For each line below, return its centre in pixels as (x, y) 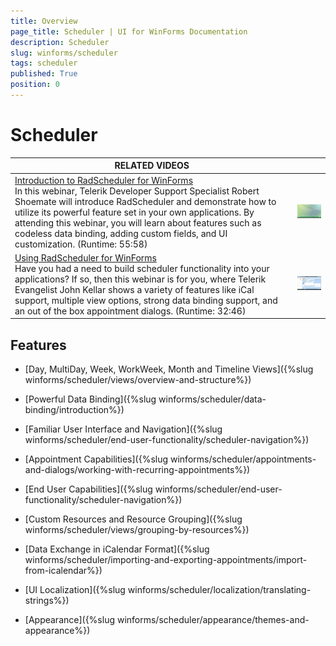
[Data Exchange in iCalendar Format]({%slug (117, 549)
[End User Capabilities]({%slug (88, 489)
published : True (44, 74)
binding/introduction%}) (74, 410)
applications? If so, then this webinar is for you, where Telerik (140, 279)
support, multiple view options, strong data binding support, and (146, 300)
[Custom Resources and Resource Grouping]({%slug (133, 519)
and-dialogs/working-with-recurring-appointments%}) (137, 470)
